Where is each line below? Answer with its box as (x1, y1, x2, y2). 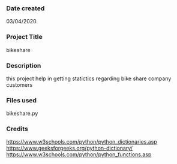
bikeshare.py (6, 110, 38, 117)
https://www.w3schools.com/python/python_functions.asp (6, 151, 152, 158)
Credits (6, 124, 28, 133)
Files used (6, 96, 37, 104)
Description (6, 61, 41, 69)
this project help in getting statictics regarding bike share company (6, 75, 172, 82)
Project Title (6, 33, 43, 41)
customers (6, 81, 33, 88)
